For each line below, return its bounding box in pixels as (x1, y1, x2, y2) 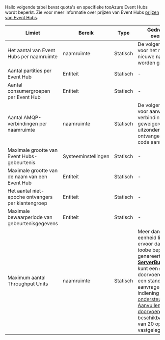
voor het (137, 47, 157, 54)
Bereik (78, 30, 94, 36)
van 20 (137, 320, 154, 327)
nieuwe (137, 53, 155, 60)
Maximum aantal (7, 274, 46, 281)
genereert (137, 253, 161, 259)
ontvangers (26, 194, 53, 200)
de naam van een (7, 173, 48, 180)
